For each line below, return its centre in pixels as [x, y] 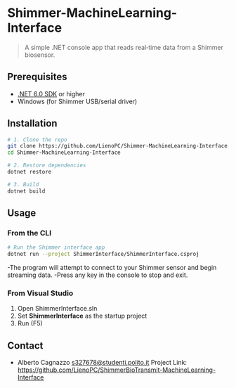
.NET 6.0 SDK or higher [51, 93]
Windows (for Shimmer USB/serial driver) [77, 101]
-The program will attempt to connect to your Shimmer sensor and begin [112, 268]
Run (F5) [30, 323]
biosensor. [40, 55]
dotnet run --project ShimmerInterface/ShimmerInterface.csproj [103, 254]
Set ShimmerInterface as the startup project [82, 316]
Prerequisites [37, 77]
